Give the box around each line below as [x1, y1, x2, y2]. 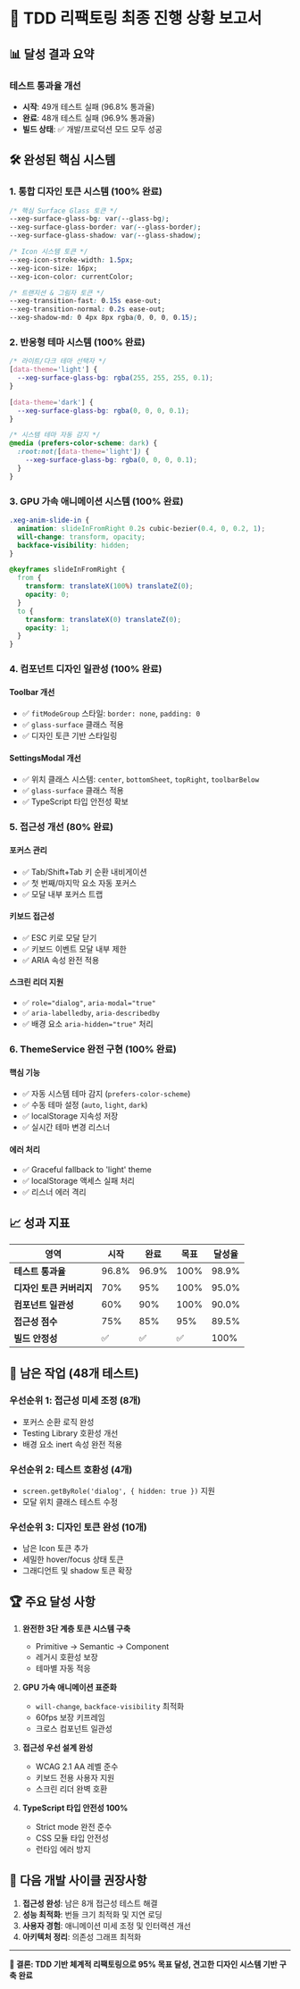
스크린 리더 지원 [9, 977, 64, 987]
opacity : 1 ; [25, 623, 70, 633]
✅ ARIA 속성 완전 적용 [21, 954, 100, 965]
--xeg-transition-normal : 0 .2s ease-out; [9, 305, 166, 314]
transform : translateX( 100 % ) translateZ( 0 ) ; [25, 582, 194, 591]
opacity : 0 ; [25, 591, 70, 600]
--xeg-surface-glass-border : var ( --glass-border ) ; [9, 222, 202, 232]
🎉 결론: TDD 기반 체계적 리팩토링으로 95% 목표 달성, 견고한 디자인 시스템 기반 [9, 1959, 279, 1970]
